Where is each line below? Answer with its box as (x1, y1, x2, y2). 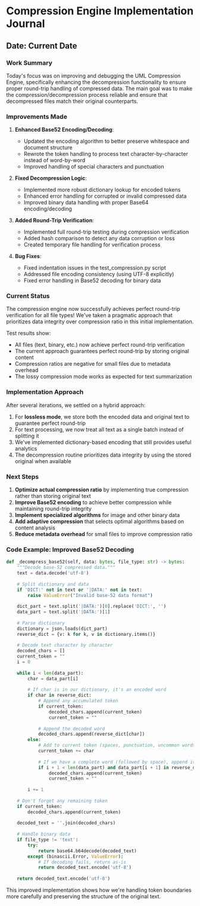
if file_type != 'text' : (17, 837, 79, 843)
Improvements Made (6, 112, 67, 121)
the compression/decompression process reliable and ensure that (6, 91, 168, 98)
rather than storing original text (14, 492, 91, 500)
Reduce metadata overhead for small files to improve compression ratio (14, 531, 193, 538)
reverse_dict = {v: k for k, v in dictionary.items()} (17, 631, 156, 637)
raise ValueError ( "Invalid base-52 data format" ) (27, 592, 153, 598)
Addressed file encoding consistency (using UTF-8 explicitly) (23, 271, 174, 278)
